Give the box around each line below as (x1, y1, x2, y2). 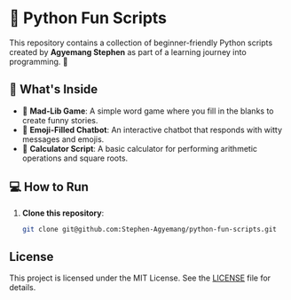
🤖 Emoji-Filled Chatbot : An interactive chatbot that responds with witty (21, 124, 282, 135)
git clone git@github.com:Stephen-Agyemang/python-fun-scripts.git (21, 225, 277, 233)
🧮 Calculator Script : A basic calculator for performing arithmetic (21, 143, 258, 154)
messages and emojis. (21, 133, 105, 145)
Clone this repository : (21, 208, 105, 218)
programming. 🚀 (9, 56, 68, 67)
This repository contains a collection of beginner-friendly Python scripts (9, 37, 273, 48)
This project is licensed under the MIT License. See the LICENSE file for (9, 272, 271, 283)
